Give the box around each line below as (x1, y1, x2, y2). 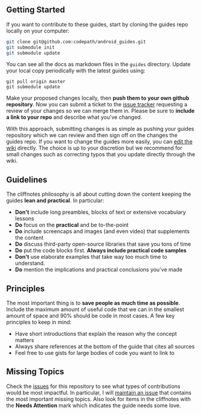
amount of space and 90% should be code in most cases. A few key (6, 312, 175, 320)
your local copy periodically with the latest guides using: (6, 67, 146, 74)
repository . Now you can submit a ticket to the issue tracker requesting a (6, 101, 188, 108)
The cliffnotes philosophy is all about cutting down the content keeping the (6, 190, 191, 198)
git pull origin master (6, 79, 66, 85)
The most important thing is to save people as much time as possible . (6, 300, 181, 307)
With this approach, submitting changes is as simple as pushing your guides (6, 126, 194, 133)
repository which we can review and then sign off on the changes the (6, 132, 178, 139)
